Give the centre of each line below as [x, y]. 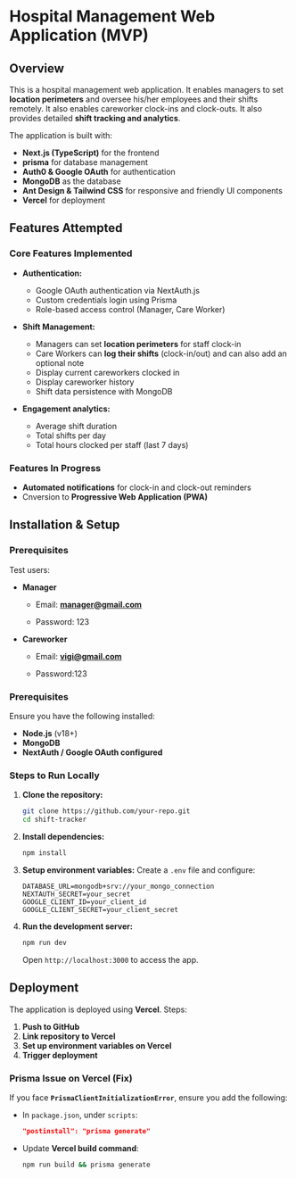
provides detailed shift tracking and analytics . [95, 118]
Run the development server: [78, 926]
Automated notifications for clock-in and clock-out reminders [136, 487]
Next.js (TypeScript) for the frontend [90, 153]
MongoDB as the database [72, 181]
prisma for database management [85, 162]
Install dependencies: [63, 837]
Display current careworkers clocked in [107, 372]
